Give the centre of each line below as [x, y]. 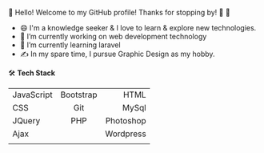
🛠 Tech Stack [32, 73]
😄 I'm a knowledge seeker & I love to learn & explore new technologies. [138, 28]
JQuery [26, 121]
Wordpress [126, 134]
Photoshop [126, 121]
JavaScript [33, 95]
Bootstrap [79, 95]
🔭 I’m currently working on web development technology [113, 36]
